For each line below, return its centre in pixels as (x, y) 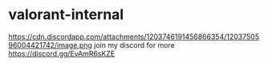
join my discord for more (134, 45)
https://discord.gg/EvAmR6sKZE (62, 53)
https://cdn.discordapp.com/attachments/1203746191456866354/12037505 (134, 37)
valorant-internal (66, 15)
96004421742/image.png (50, 45)
